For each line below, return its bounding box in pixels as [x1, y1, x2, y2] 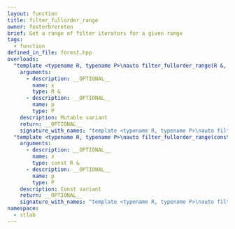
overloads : [7, 56, 39, 63]
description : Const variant [20, 186, 101, 193]
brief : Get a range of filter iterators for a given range [7, 29, 183, 37]
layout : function [7, 10, 58, 17]
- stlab [13, 212, 36, 219]
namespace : [7, 205, 39, 212]
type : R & [32, 88, 61, 95]
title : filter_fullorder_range [7, 17, 99, 24]
